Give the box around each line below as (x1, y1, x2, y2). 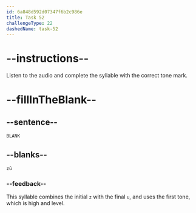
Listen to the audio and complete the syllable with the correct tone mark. (6, 72, 188, 79)
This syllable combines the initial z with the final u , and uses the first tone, (6, 193, 191, 200)
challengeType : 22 (6, 20, 53, 26)
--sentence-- (6, 117, 58, 127)
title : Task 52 (6, 15, 45, 21)
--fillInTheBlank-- (6, 93, 97, 106)
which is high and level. (6, 200, 65, 207)
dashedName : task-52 (6, 25, 59, 32)
